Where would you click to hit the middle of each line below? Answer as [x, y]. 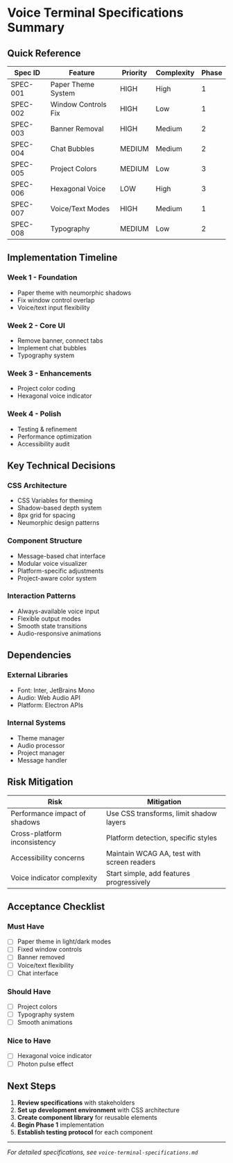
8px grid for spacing [46, 515]
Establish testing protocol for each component [85, 1132]
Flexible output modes [49, 618]
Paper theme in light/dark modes [64, 942]
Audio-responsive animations [59, 633]
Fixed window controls [50, 950]
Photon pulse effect [45, 1064]
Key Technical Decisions [61, 465]
